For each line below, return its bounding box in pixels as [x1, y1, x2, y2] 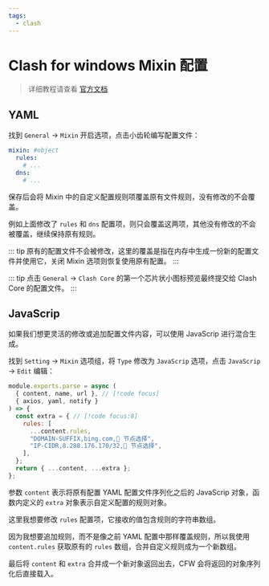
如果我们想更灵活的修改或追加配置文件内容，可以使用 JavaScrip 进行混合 [8, 329, 250, 339]
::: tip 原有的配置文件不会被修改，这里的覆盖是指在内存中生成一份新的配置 [8, 246, 252, 255]
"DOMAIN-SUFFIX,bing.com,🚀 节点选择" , [29, 434, 155, 442]
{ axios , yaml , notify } [15, 397, 99, 405]
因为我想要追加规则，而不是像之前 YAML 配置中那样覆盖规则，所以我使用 [8, 531, 251, 541]
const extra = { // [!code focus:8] [15, 412, 138, 420]
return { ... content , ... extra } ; [15, 465, 131, 473]
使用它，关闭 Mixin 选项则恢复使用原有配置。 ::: [22, 256, 179, 266]
